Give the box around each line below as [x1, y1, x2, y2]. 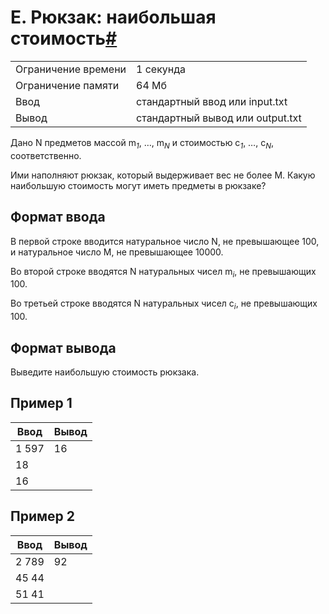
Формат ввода [10, 209, 106, 226]
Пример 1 [10, 395, 73, 412]
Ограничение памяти [15, 78, 120, 92]
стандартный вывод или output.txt [136, 111, 302, 125]
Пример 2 [10, 508, 76, 525]
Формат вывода [10, 339, 117, 356]
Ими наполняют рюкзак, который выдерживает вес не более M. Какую [10, 169, 316, 181]
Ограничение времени [15, 62, 127, 76]
